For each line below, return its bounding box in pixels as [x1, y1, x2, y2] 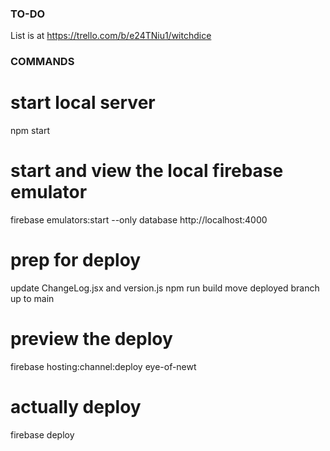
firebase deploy [10, 428, 75, 441]
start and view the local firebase [10, 160, 284, 182]
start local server [10, 92, 156, 114]
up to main [10, 293, 55, 305]
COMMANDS [10, 55, 75, 69]
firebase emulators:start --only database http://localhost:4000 [10, 214, 268, 226]
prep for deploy [10, 249, 142, 272]
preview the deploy [10, 328, 173, 351]
